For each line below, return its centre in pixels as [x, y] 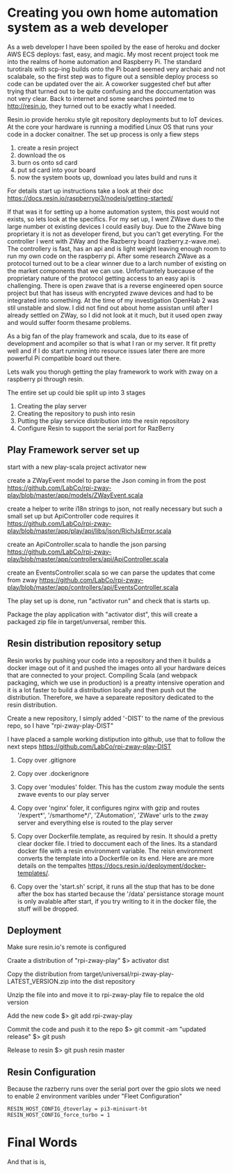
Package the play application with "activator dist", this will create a [103, 614]
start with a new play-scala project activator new [77, 467]
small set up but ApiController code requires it [73, 516]
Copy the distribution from [45, 974]
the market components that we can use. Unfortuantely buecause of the [111, 271]
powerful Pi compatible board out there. [64, 358]
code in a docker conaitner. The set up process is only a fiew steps [103, 134]
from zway [23, 580]
